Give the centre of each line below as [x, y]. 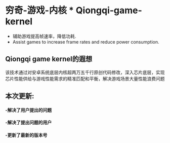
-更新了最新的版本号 [26, 135]
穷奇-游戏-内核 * [40, 10]
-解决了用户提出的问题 [29, 110]
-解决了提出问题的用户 [29, 123]
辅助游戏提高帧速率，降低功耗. [44, 36]
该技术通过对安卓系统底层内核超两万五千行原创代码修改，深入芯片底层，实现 [85, 72]
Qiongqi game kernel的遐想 [49, 59]
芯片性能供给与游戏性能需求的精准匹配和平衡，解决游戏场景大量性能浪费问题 [85, 79]
